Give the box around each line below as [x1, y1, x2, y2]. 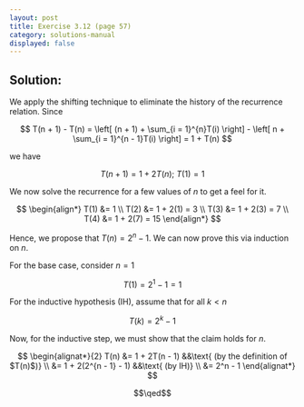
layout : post [9, 13, 59, 23]
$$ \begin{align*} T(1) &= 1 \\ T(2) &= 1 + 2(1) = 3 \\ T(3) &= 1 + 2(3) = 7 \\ [16, 203, 289, 214]
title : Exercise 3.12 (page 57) [9, 22, 132, 31]
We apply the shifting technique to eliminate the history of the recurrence [9, 96, 283, 107]
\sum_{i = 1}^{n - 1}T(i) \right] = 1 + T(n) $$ [72, 134, 233, 144]
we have [9, 151, 41, 162]
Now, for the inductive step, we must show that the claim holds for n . [9, 333, 266, 344]
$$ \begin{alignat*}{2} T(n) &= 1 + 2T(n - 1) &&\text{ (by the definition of [17, 351, 288, 362]
